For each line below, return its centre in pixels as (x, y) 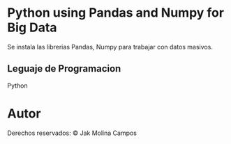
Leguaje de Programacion (64, 69)
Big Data (32, 27)
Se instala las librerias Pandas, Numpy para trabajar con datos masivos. (110, 47)
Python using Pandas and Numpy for (116, 13)
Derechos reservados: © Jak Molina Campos (72, 133)
